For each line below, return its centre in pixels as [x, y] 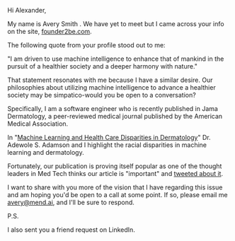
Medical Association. [38, 124]
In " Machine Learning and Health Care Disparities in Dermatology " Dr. [109, 137]
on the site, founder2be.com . [50, 31]
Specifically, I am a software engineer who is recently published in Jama [113, 108]
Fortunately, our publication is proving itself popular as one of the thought [115, 166]
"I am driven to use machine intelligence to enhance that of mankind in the [116, 59]
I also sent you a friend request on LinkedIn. [71, 230]
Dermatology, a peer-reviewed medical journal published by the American [115, 116]
